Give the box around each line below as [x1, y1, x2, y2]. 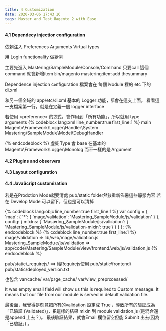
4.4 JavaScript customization [5, 180, 68, 186]
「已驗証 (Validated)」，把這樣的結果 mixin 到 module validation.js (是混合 [5, 308, 154, 314]
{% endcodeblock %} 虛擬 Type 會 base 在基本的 [5, 140, 106, 146]
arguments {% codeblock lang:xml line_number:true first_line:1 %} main [5, 119, 151, 125]
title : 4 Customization [5, 7, 55, 12]
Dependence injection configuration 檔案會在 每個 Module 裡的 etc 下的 [5, 81, 151, 87]
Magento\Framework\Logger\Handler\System [5, 124, 98, 130]
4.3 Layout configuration [5, 169, 57, 175]
